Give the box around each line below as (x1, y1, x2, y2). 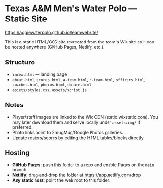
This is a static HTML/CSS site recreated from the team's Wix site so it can (5, 39, 155, 44)
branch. (12, 167, 28, 173)
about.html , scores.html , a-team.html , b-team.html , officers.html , (12, 76, 145, 82)
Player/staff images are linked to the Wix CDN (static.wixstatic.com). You (12, 114, 158, 120)
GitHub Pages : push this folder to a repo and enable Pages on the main (12, 162, 154, 167)
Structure (5, 58, 35, 66)
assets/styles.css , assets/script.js (12, 86, 87, 93)
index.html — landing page (12, 71, 67, 77)
